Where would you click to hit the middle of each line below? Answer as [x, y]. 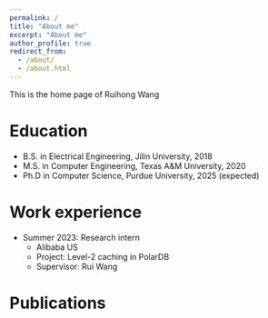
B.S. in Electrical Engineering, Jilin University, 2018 [118, 156]
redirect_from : [38, 52]
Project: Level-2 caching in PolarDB [103, 256]
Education [49, 131]
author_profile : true [50, 43]
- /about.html [44, 69]
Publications [58, 303]
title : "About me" [44, 26]
